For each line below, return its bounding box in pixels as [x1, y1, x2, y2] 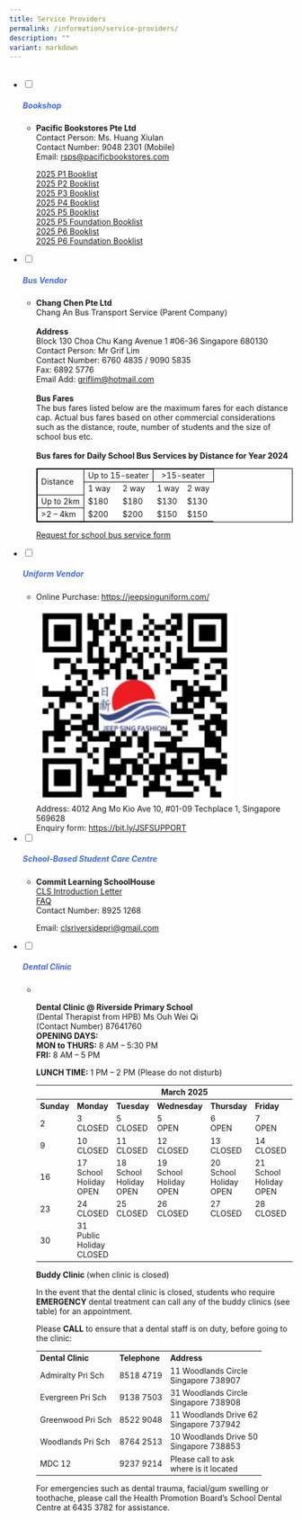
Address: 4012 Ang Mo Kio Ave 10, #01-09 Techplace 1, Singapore [35, 803, 281, 814]
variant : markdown [9, 43, 78, 52]
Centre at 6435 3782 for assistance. [35, 1502, 171, 1513]
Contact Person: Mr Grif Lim [35, 345, 140, 356]
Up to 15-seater [87, 469, 149, 480]
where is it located [170, 1462, 238, 1474]
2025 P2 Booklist [35, 178, 100, 189]
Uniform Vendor [22, 568, 84, 579]
